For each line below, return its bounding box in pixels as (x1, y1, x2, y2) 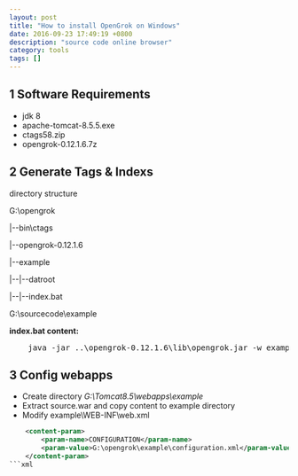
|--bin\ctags (9, 222, 53, 233)
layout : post (9, 12, 58, 22)
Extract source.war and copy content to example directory (21, 401, 236, 411)
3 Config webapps (9, 368, 114, 383)
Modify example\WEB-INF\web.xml (21, 410, 150, 421)
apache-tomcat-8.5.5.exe (21, 120, 115, 130)
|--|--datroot (9, 274, 56, 285)
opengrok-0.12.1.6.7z (21, 138, 98, 149)
